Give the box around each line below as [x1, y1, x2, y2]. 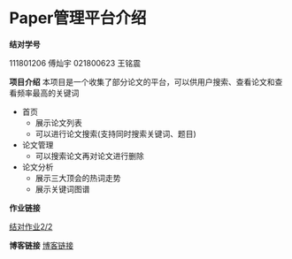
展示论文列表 [35, 117, 82, 128]
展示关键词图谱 [35, 183, 90, 194]
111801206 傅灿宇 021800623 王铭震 [9, 57, 142, 68]
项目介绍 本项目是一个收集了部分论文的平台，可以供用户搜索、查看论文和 [9, 76, 275, 87]
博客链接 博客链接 [9, 240, 73, 250]
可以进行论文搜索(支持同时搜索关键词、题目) [35, 128, 196, 139]
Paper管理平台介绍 [9, 8, 147, 28]
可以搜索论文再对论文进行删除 [35, 150, 144, 161]
